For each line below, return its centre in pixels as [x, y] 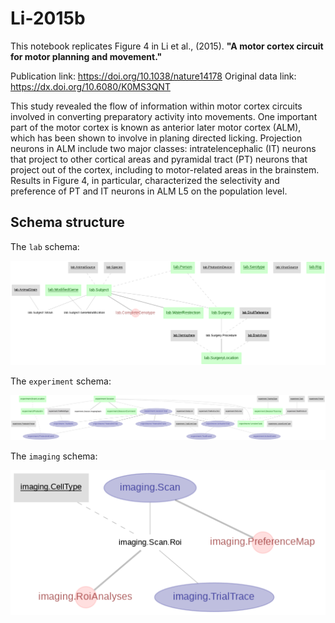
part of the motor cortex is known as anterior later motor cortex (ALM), [156, 127]
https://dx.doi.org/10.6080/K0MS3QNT [90, 86]
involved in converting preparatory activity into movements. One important [164, 116]
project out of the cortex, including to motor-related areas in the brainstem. [165, 169]
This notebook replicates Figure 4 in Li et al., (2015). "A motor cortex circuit [167, 46]
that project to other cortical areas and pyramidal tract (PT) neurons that [159, 159]
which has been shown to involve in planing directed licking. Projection [156, 138]
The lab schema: [45, 246]
